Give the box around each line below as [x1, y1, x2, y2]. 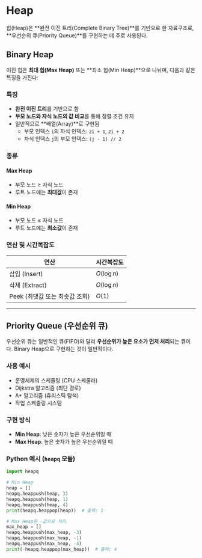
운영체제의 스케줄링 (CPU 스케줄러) [14, 376, 98, 384]
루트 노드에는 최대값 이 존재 [14, 189, 78, 196]
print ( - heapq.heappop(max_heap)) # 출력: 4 [6, 546, 117, 552]
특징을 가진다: [6, 73, 39, 81]
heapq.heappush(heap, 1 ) [6, 496, 69, 502]
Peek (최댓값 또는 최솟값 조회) [9, 292, 90, 301]
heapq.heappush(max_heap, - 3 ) [6, 530, 82, 536]
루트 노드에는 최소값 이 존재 [14, 224, 78, 231]
